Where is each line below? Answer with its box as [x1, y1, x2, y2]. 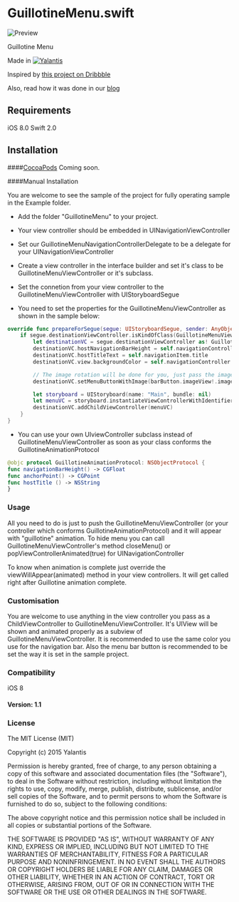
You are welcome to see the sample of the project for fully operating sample [7, 190, 230, 199]
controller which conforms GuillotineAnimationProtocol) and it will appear [7, 526, 222, 535]
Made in [7, 56, 31, 65]
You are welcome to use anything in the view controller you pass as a [7, 612, 211, 620]
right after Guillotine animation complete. [7, 578, 127, 586]
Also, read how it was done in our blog [7, 83, 120, 92]
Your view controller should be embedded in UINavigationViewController [17, 226, 230, 235]
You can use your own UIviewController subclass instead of [17, 430, 193, 439]
